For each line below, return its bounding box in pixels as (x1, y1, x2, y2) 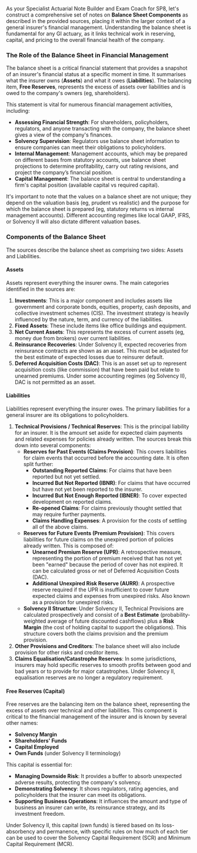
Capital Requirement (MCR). (6, 841, 74, 848)
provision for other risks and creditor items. (14, 649, 119, 656)
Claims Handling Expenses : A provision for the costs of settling (32, 517, 187, 524)
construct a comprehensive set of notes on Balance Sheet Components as (6, 11, 188, 18)
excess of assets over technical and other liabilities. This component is (6, 707, 178, 714)
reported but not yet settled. (32, 473, 101, 480)
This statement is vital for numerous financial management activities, (6, 101, 173, 108)
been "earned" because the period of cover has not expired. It (32, 561, 183, 568)
